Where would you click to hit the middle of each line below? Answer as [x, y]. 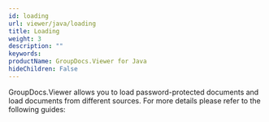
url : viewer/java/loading [52, 24]
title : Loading [34, 31]
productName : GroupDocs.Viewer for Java [78, 62]
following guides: [37, 109]
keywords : [25, 54]
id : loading [28, 16]
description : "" [36, 46]
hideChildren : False [43, 69]
